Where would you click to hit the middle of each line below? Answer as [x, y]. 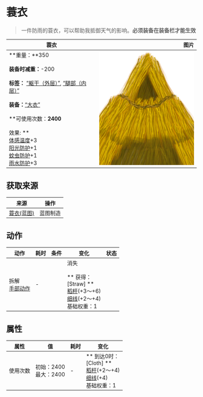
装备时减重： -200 [32, 69]
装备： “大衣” [24, 104]
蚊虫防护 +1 [23, 155]
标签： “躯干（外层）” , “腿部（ [45, 83]
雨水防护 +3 [23, 163]
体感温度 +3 [23, 140]
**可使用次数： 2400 [35, 118]
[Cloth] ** [99, 363]
